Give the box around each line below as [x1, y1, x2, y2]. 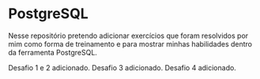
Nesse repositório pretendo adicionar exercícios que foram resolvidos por [8, 31, 249, 40]
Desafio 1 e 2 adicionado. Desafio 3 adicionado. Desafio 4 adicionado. [8, 62, 237, 72]
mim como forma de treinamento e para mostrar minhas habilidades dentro [8, 39, 253, 48]
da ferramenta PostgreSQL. [8, 47, 97, 57]
